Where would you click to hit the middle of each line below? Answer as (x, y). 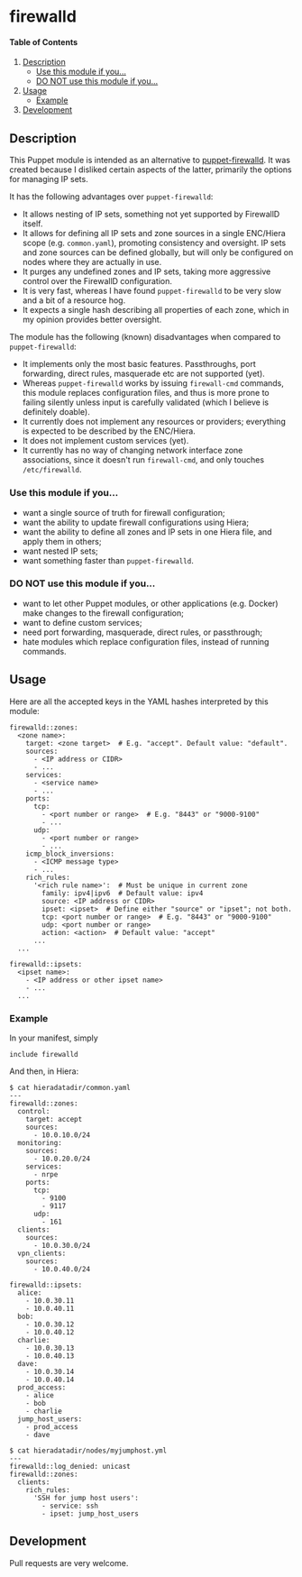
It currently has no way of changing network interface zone (133, 450)
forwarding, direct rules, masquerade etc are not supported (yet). (144, 374)
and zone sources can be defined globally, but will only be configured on (158, 252)
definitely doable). (56, 412)
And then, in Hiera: (44, 1071)
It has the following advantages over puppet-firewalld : (111, 197)
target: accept (54, 1119)
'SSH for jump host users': (86, 1498)
